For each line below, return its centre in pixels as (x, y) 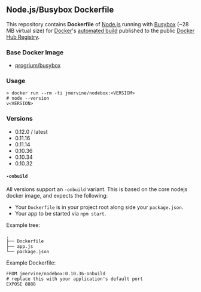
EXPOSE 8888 (21, 284)
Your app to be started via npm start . (60, 213)
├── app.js (20, 246)
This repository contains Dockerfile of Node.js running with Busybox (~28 (98, 24)
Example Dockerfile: (31, 263)
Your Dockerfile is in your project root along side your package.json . (99, 207)
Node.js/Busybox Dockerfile (60, 10)
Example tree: (23, 225)
